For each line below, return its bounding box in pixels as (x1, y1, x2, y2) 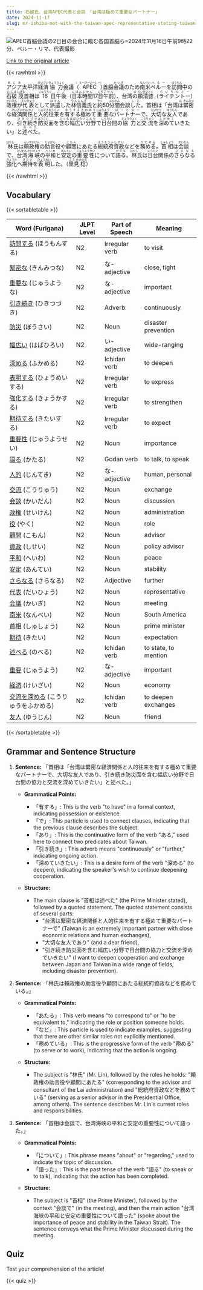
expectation (144, 633, 178, 641)
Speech (110, 228, 133, 236)
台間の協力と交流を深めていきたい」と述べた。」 (14, 778, 135, 786)
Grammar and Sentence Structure (6, 746, 136, 757)
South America (144, 610, 187, 619)
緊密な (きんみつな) (9, 264, 65, 272)
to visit (144, 244, 163, 252)
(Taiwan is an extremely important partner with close (61, 925, 193, 932)
